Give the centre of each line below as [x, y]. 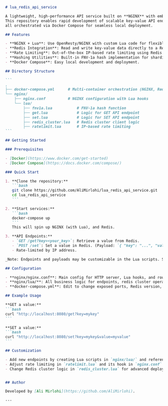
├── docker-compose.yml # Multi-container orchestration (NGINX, [80, 89]
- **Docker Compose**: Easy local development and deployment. [72, 62]
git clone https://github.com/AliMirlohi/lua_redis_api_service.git [84, 190]
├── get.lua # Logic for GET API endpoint [81, 112]
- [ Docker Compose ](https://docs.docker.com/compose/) [63, 163]
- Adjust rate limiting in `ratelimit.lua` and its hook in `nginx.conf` [84, 364]
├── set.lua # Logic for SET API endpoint [81, 117]
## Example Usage [23, 296]
